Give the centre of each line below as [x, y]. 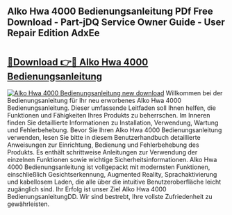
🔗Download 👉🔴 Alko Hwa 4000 [78, 62]
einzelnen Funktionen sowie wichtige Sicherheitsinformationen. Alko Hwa [112, 160]
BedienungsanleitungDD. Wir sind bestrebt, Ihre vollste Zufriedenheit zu [110, 197]
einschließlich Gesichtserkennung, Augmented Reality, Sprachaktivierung [112, 174]
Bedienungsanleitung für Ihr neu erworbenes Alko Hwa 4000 [94, 101]
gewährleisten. [28, 204]
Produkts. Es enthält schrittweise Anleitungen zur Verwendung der [102, 152]
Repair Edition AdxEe [53, 33]
